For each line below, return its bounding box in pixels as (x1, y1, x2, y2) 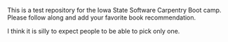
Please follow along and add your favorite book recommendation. (7, 13, 196, 22)
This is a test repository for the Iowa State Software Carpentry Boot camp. (7, 6, 222, 14)
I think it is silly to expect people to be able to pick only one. (7, 27, 180, 35)
